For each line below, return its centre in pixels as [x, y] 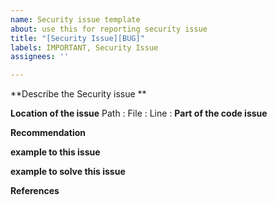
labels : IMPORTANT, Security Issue [84, 47]
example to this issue [55, 152]
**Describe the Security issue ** [78, 94]
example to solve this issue [68, 172]
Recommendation [48, 133]
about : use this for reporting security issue [109, 29]
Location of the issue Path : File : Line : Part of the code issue [139, 113]
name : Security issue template [75, 19]
